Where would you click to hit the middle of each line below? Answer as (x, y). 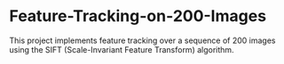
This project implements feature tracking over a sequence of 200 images (142, 40)
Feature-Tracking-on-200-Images (138, 16)
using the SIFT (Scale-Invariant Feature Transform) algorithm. (122, 49)
